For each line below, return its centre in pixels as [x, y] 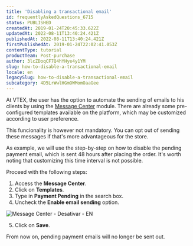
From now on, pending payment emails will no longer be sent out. [86, 237]
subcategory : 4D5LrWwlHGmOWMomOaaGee [53, 83]
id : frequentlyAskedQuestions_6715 [50, 17]
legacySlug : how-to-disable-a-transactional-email [70, 77]
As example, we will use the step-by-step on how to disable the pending [94, 148]
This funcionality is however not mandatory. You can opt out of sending [93, 130]
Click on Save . [32, 225]
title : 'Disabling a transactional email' [59, 12]
